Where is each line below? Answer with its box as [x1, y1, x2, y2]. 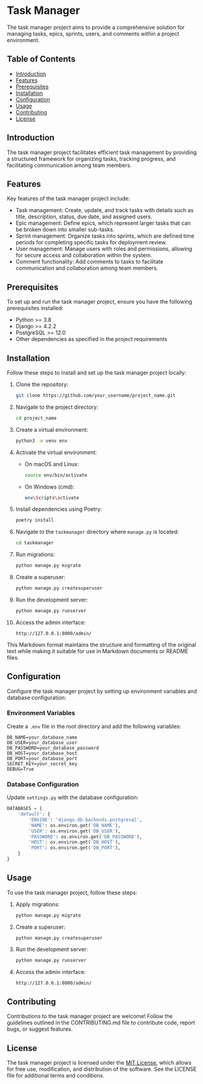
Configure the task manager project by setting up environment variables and [7, 687, 197, 695]
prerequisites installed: [7, 305, 64, 312]
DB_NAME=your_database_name [7, 734, 78, 741]
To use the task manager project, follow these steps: [7, 889, 138, 896]
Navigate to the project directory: [15, 403, 98, 411]
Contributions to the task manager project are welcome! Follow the [7, 1013, 173, 1020]
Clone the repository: [15, 381, 69, 388]
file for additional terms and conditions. [7, 1071, 105, 1079]
